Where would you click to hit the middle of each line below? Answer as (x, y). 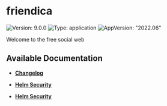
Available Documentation (55, 58)
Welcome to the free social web (45, 39)
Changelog (29, 73)
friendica (29, 11)
